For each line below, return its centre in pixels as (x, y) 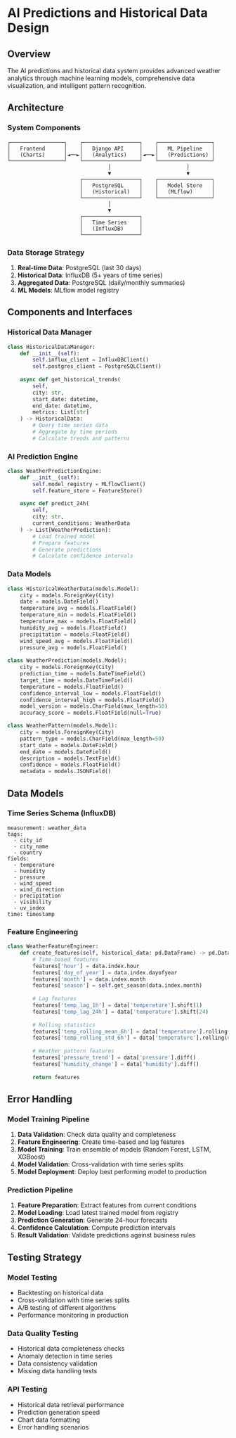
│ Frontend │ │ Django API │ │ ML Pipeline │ (111, 148)
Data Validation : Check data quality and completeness (97, 1135)
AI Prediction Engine (43, 457)
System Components (44, 128)
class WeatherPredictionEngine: (54, 471)
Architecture (36, 108)
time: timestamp (31, 914)
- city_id (28, 840)
